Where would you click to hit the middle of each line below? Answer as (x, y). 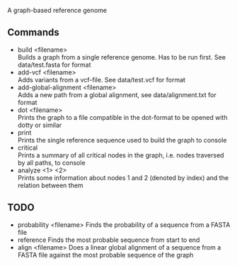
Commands (34, 32)
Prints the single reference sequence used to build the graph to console (122, 140)
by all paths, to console (52, 162)
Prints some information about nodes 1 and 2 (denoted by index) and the (123, 177)
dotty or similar (40, 125)
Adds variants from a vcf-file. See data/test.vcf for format (102, 79)
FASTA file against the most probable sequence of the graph (105, 255)
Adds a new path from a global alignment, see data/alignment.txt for (117, 94)
